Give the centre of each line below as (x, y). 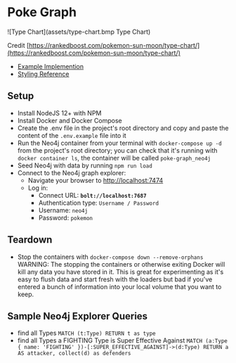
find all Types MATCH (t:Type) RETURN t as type (86, 333)
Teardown (30, 240)
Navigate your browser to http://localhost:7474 (96, 180)
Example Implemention (51, 66)
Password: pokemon (66, 217)
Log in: (38, 188)
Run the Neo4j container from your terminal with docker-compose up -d (120, 143)
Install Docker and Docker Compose (70, 120)
